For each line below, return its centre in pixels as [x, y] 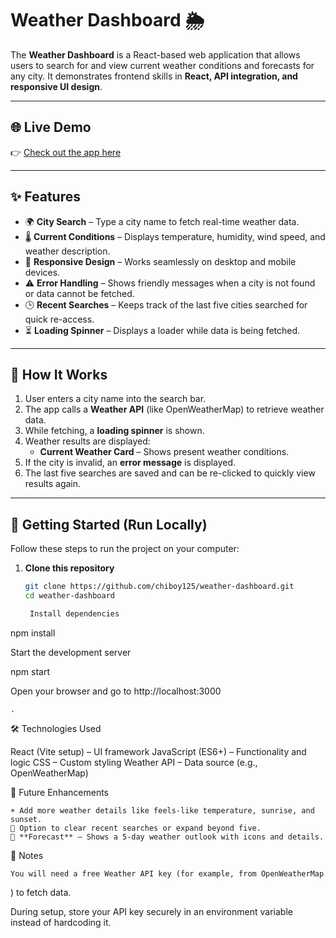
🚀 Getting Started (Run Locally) [109, 524]
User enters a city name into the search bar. [115, 399]
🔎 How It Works [59, 374]
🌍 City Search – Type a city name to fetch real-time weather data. [162, 221]
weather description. [67, 251]
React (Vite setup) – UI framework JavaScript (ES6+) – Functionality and [158, 751]
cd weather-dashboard [69, 596]
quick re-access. [59, 319]
